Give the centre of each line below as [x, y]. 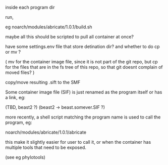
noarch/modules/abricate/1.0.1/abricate [46, 132]
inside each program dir [30, 7]
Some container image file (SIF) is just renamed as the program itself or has [84, 92]
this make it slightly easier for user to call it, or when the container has [78, 142]
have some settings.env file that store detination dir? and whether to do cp [82, 47]
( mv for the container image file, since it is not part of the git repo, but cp [81, 62]
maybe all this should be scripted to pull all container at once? [69, 37]
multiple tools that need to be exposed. [46, 147]
